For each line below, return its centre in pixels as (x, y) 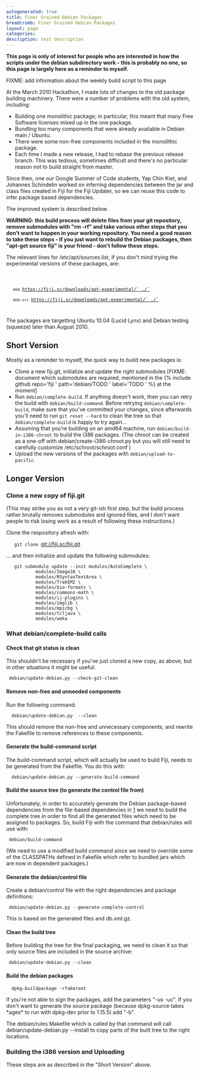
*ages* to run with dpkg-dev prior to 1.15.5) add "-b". (71, 1012)
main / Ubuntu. (33, 135)
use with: (17, 829)
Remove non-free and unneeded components (64, 691)
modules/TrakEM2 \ (58, 582)
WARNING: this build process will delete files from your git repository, (94, 220)
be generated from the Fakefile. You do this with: (66, 766)
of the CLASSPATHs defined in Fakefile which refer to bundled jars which (96, 857)
